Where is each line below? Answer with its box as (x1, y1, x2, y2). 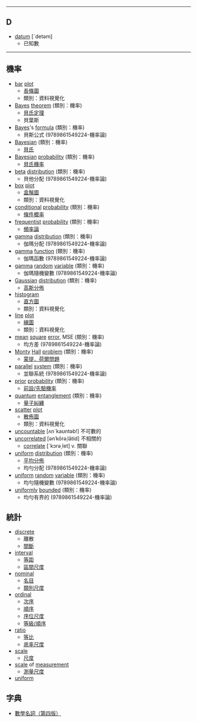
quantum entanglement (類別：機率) (14, 392, 102, 399)
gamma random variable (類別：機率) (14, 262, 104, 269)
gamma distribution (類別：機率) (14, 232, 93, 239)
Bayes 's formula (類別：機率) (14, 124, 85, 131)
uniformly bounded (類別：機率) (14, 486, 92, 493)
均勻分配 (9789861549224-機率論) (23, 464, 107, 471)
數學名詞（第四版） (14, 710, 62, 717)
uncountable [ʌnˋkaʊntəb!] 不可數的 (14, 427, 101, 434)
